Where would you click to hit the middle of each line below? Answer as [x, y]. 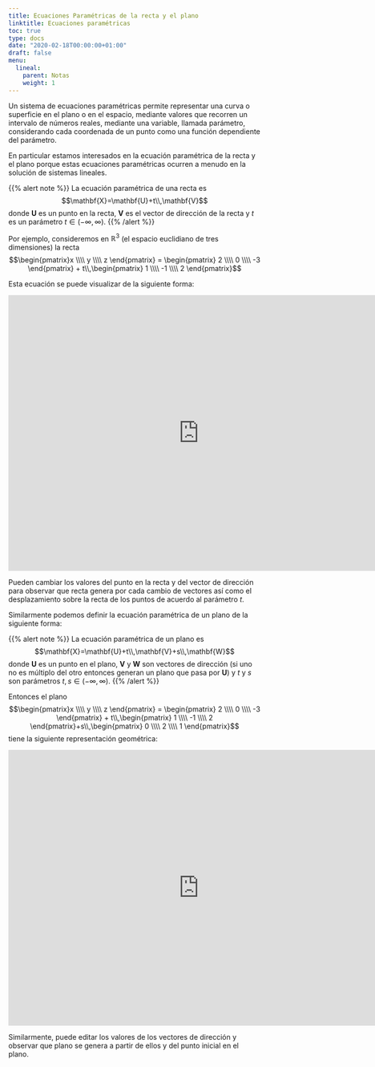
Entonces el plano [38, 697]
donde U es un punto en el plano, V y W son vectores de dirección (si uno [130, 664]
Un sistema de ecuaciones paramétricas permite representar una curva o [129, 106]
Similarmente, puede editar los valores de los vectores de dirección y [123, 1037]
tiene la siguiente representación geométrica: [83, 739]
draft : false [30, 53]
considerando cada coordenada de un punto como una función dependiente [134, 131]
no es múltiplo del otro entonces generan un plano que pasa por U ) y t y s [130, 673]
